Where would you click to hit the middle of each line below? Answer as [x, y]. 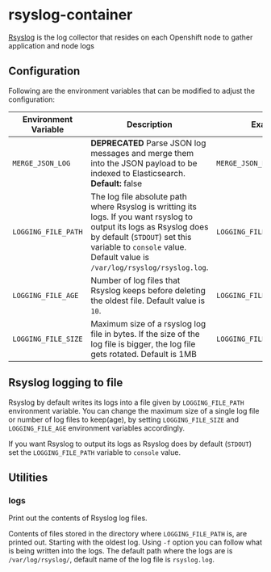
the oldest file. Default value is [148, 301]
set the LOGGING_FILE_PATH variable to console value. [95, 452]
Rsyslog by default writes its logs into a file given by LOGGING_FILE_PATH [126, 402]
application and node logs [52, 45]
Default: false [117, 183]
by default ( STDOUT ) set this [141, 237]
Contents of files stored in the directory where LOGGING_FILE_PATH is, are [128, 534]
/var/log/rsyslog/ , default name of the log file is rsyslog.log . [112, 560]
